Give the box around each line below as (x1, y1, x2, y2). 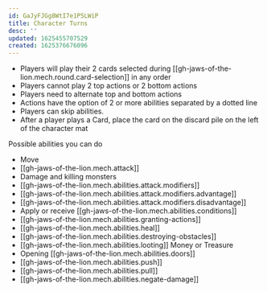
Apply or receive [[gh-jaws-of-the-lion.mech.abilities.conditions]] (19, 206, 237, 216)
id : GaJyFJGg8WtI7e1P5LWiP (8, 11, 99, 20)
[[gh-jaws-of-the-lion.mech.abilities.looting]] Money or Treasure (19, 241, 234, 250)
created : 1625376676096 (8, 42, 88, 50)
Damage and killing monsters (19, 172, 117, 182)
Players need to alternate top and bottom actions (19, 89, 183, 99)
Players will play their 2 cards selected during (19, 64, 171, 73)
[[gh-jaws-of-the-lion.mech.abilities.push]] (19, 257, 162, 267)
